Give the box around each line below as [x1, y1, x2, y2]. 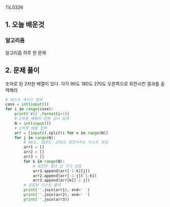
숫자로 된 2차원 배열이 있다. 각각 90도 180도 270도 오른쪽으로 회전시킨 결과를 [5, 80, 160, 86]
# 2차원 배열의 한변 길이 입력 [14, 116, 69, 121]
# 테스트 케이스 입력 [5, 97, 43, 102]
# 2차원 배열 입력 [14, 125, 47, 131]
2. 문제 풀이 [5, 66, 40, 75]
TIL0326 [5, 5, 23, 10]
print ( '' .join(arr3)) [23, 197, 70, 202]
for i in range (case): [5, 107, 54, 112]
